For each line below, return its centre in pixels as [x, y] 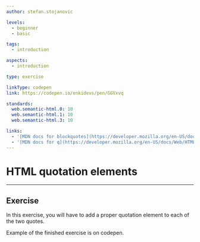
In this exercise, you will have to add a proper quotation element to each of [98, 215]
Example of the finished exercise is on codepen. [65, 233]
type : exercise [25, 77]
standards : [20, 104]
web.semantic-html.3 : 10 [42, 120]
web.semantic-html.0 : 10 [42, 109]
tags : [13, 44]
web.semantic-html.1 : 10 [42, 115]
